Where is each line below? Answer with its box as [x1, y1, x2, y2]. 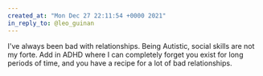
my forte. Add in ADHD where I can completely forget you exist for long [7, 50, 244, 59]
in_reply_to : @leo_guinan [7, 19, 94, 27]
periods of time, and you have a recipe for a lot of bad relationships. [7, 58, 232, 68]
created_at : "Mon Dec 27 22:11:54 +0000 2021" [7, 11, 166, 20]
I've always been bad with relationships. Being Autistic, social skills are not [7, 41, 255, 50]
